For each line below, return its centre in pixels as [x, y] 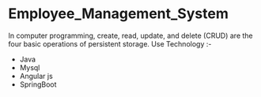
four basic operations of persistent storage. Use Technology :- [110, 43]
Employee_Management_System [119, 14]
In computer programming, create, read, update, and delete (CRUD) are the [130, 35]
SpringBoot [38, 84]
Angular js [36, 76]
